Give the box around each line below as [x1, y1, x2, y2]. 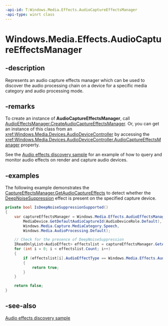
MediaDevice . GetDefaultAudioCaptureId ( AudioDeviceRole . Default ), [23, 219, 162, 224]
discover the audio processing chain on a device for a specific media [5, 82, 147, 88]
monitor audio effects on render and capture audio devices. [5, 157, 128, 163]
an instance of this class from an [5, 126, 72, 132]
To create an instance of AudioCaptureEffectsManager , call [5, 115, 130, 121]
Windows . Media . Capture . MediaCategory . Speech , [23, 223, 120, 229]
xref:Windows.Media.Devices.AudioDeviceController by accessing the [5, 131, 150, 137]
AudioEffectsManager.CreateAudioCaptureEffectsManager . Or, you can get [5, 121, 159, 127]
